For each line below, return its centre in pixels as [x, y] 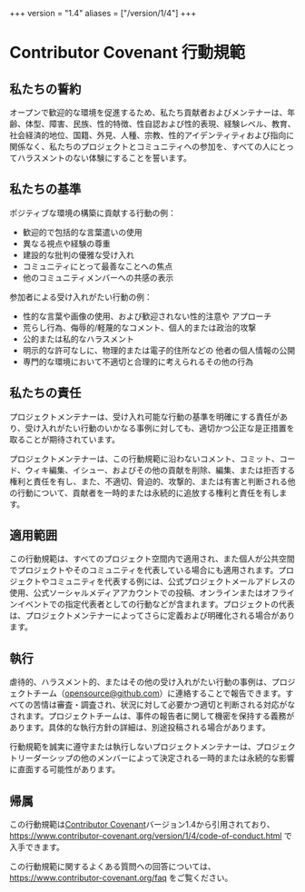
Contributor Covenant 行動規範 [128, 53]
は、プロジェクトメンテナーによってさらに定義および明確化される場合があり [152, 616]
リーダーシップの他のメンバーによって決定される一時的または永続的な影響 [156, 758]
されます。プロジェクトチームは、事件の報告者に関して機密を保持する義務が [152, 716]
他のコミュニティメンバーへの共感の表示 [98, 277]
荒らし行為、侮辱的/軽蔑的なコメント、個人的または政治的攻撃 [139, 327]
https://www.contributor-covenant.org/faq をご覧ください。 [121, 878]
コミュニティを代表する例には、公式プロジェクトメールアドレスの [172, 581]
